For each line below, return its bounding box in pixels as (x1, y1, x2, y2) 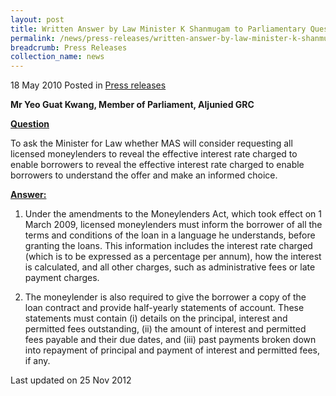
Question (10, 118, 50, 130)
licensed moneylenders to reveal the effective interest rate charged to (10, 148, 298, 160)
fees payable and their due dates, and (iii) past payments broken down (24, 334, 317, 346)
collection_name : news (10, 52, 105, 62)
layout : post (10, 14, 65, 25)
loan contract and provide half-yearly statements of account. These (24, 302, 305, 314)
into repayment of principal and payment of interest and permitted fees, (24, 344, 321, 356)
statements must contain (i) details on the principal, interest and (24, 312, 288, 325)
